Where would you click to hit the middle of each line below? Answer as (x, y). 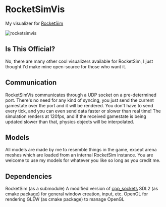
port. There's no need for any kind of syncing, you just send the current (79, 100)
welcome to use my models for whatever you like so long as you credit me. (83, 160)
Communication (31, 83)
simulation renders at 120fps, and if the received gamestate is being (76, 116)
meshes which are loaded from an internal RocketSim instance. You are (79, 155)
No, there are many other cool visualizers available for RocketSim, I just (79, 61)
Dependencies (29, 176)
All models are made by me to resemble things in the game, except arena (81, 150)
